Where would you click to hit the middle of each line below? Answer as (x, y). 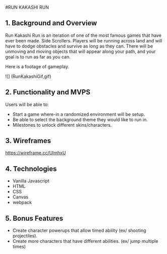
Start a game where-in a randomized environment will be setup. (79, 114)
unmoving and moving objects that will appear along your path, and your (81, 51)
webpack (22, 202)
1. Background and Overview (51, 23)
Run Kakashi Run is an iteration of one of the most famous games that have (83, 35)
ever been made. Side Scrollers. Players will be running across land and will (84, 40)
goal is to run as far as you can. (38, 57)
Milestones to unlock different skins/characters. (62, 125)
